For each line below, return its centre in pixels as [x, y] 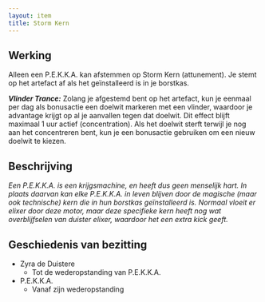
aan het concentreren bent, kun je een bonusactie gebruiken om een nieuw [132, 133]
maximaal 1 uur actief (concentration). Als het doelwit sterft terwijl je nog [127, 124]
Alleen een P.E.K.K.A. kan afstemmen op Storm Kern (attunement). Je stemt [132, 75]
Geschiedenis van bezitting [78, 244]
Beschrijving [41, 166]
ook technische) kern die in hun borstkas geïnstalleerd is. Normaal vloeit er [132, 203]
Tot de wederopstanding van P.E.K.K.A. [96, 272]
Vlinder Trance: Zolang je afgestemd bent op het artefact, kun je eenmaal [130, 99]
